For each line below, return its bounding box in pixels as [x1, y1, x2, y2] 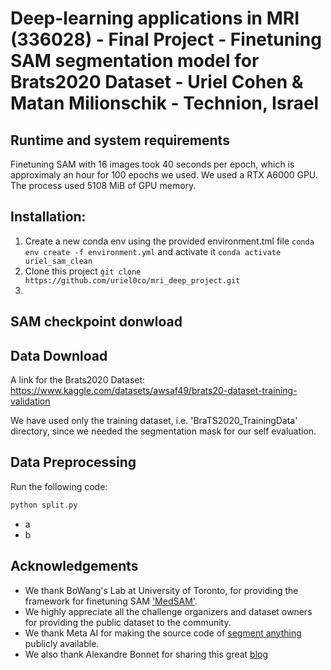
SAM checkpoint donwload [10, 313, 183, 331]
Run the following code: [10, 480, 108, 492]
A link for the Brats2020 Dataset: [10, 374, 146, 386]
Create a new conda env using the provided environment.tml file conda [24, 235, 315, 247]
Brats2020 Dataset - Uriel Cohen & [10, 71, 304, 94]
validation [10, 395, 51, 407]
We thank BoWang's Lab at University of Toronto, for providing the [24, 584, 299, 596]
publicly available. [24, 637, 100, 649]
